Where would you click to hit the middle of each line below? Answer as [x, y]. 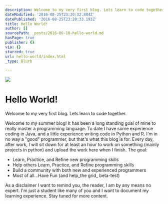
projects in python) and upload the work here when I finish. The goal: [76, 150]
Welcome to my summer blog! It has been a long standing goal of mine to [80, 123]
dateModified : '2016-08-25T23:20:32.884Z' [50, 15]
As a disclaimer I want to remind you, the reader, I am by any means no [78, 185]
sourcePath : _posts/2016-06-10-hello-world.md [54, 33]
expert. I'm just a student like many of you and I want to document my [77, 190]
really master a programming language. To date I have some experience [79, 129]
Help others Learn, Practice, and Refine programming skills [73, 165]
